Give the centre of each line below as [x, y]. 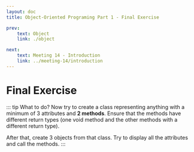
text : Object [33, 33]
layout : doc [21, 12]
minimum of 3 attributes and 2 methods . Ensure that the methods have [94, 113]
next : [13, 50]
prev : [13, 28]
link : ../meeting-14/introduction [60, 61]
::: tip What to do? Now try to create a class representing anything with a [96, 107]
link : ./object [36, 39]
